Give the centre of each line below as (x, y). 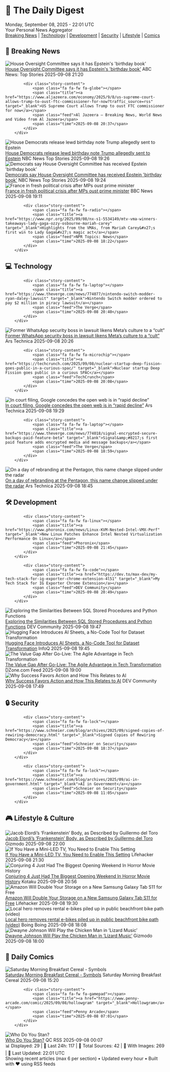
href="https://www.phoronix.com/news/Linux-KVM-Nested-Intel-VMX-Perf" (82, 530)
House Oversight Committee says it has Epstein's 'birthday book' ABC (78, 69)
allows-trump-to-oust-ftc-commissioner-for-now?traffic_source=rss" (79, 101)
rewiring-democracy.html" (32, 735)
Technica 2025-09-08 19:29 (35, 411)
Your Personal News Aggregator (39, 30)
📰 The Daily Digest (45, 10)
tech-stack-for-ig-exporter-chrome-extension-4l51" (61, 579)
